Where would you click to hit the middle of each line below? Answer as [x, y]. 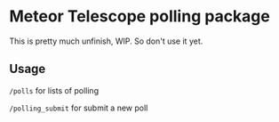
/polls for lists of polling [54, 90]
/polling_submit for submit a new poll [79, 108]
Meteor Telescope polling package [140, 16]
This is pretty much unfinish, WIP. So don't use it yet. [106, 41]
